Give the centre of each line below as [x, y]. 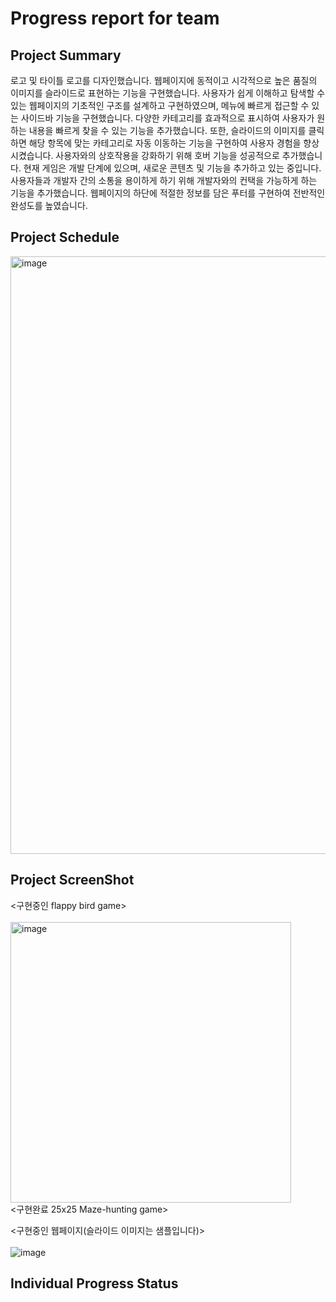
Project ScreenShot [72, 880]
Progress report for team [115, 18]
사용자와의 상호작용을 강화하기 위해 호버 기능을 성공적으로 [167, 155]
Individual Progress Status [94, 1283]
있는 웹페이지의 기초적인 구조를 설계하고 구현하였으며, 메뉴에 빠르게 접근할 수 [160, 105]
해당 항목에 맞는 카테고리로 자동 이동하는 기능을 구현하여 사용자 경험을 [165, 143]
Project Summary [66, 55]
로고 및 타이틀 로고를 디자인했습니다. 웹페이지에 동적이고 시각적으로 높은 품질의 [164, 80]
